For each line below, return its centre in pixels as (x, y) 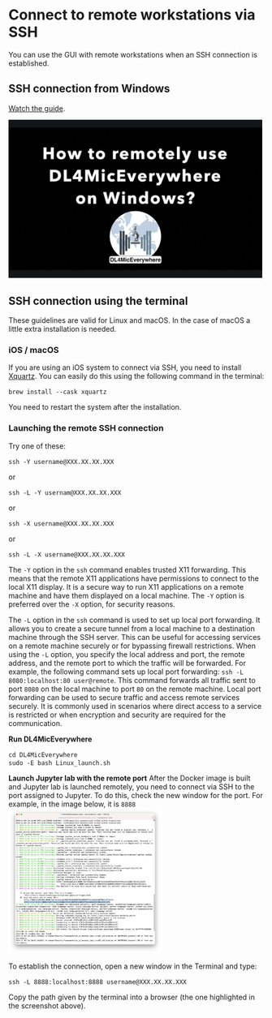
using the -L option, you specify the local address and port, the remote (127, 654)
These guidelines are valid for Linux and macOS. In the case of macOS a (130, 320)
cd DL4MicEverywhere (43, 755)
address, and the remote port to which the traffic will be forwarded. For (127, 663)
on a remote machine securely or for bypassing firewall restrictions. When (132, 646)
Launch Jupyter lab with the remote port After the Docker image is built (130, 778)
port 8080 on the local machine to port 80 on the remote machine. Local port (135, 689)
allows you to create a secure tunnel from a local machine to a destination (132, 628)
